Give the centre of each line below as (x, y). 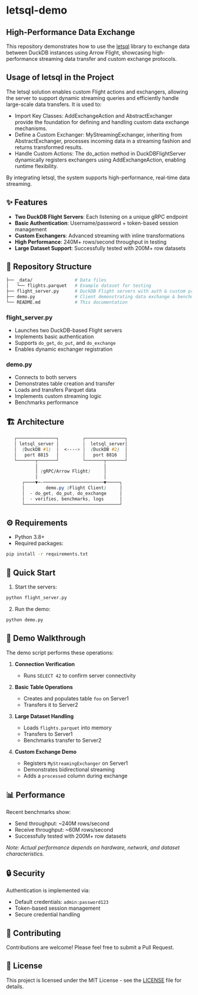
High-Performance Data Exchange (71, 32)
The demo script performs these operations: (60, 652)
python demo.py (25, 620)
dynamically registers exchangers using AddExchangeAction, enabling (100, 160)
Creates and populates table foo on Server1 (76, 698)
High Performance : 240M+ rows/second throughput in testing (90, 242)
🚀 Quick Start (31, 572)
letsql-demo (37, 10)
